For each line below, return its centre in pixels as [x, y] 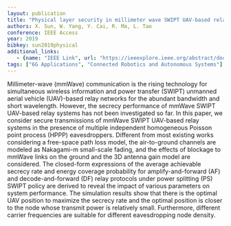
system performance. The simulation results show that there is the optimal [112, 193]
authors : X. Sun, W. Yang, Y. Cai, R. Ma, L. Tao [80, 26]
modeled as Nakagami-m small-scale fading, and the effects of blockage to [114, 149]
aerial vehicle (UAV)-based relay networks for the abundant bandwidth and [113, 98]
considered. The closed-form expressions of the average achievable [104, 164]
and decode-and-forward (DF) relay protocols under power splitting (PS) [110, 178]
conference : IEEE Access [43, 33]
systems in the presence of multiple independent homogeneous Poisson [110, 127]
